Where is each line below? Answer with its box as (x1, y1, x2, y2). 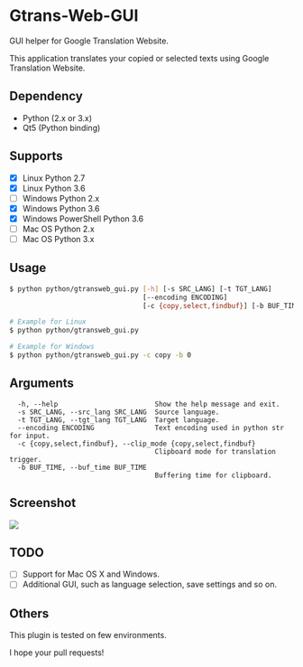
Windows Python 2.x (22, 193, 100, 203)
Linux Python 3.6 (22, 183, 86, 193)
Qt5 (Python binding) (22, 122, 101, 133)
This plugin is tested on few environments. (9, 630, 167, 641)
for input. (9, 431, 50, 440)
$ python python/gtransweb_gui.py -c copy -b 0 (9, 351, 192, 360)
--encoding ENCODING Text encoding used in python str (17, 423, 284, 432)
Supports (9, 148, 63, 164)
